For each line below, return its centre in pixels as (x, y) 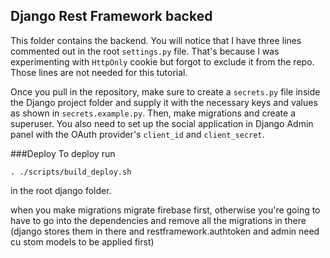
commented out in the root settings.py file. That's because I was (145, 51)
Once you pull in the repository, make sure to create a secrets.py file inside (165, 91)
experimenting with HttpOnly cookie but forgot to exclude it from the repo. (162, 61)
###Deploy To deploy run (63, 153)
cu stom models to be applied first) (82, 241)
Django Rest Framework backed (111, 16)
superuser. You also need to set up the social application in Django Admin (162, 123)
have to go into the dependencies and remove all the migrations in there (158, 220)
